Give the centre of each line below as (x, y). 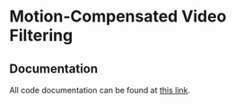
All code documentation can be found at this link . (100, 90)
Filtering (41, 35)
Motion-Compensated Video (118, 17)
